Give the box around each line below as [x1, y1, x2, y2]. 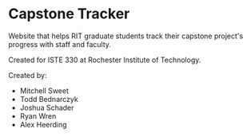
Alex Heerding [19, 119, 67, 129]
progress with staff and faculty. [8, 39, 112, 49]
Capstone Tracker [8, 5, 130, 23]
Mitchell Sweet [19, 85, 70, 96]
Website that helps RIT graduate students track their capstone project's [8, 31, 244, 41]
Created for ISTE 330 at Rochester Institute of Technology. [8, 55, 201, 65]
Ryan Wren [19, 111, 57, 120]
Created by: [8, 70, 47, 80]
